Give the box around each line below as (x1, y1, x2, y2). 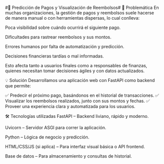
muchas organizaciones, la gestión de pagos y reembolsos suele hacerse (5, 10, 154, 16)
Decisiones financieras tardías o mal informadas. (5, 53, 104, 59)
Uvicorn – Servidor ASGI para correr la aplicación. (5, 125, 106, 130)
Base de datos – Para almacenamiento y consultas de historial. (5, 153, 132, 159)
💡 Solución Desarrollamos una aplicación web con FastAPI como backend (5, 78, 155, 83)
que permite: (5, 83, 31, 88)
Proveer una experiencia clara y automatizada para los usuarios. (5, 104, 135, 109)
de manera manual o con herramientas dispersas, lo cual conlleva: (5, 15, 140, 21)
